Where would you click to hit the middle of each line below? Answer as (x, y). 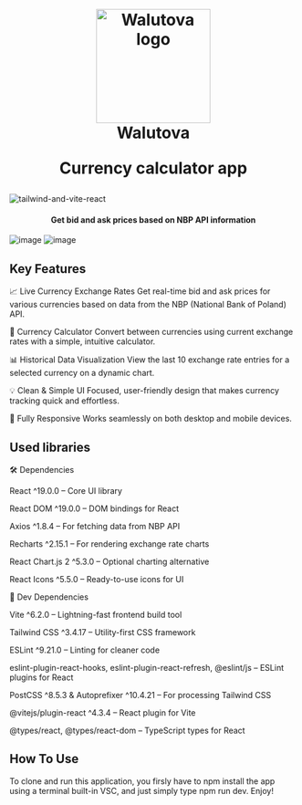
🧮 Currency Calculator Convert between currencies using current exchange (151, 332)
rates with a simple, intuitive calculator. (83, 341)
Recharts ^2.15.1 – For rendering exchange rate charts (109, 544)
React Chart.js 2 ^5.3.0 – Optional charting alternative (109, 562)
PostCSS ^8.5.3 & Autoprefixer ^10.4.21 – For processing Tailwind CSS (141, 695)
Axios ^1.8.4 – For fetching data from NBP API (95, 527)
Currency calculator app (153, 168)
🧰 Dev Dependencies (49, 597)
